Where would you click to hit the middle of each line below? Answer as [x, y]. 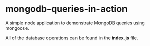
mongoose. [17, 28]
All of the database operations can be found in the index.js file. [72, 38]
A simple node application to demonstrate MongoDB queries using [75, 23]
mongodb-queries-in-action [67, 9]
